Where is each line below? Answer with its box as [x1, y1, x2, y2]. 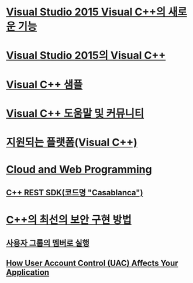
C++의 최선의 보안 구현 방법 [6, 213, 132, 226]
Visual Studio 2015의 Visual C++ [6, 49, 166, 62]
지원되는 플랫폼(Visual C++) [6, 136, 137, 149]
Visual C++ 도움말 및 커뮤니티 [6, 106, 144, 120]
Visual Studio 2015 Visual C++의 [6, 5, 166, 19]
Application [6, 267, 50, 278]
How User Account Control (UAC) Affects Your [6, 258, 178, 268]
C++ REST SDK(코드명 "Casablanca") [6, 188, 143, 198]
